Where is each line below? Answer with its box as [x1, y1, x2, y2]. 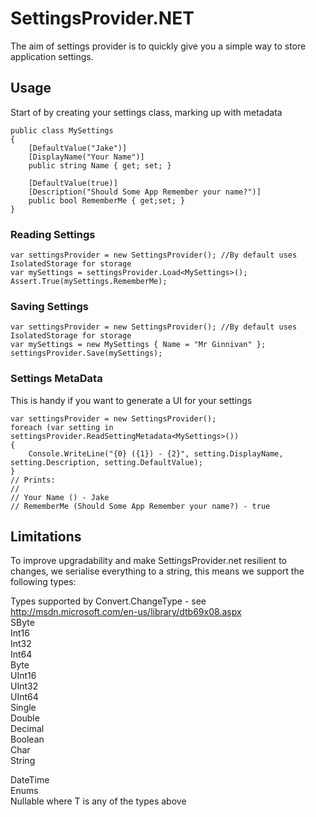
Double [10, 712, 40, 724]
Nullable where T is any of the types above [10, 795, 187, 807]
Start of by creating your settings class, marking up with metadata [10, 106, 283, 118]
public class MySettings [10, 125, 114, 136]
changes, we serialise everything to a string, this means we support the [10, 565, 305, 577]
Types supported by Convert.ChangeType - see [10, 595, 207, 607]
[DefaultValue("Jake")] [28, 143, 128, 153]
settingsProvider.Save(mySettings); [10, 348, 163, 359]
